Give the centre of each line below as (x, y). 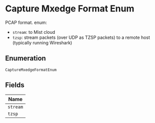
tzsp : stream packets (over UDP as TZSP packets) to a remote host (81, 37)
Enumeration (26, 59)
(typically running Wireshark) (42, 42)
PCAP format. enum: (26, 22)
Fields (15, 85)
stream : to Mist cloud (34, 32)
